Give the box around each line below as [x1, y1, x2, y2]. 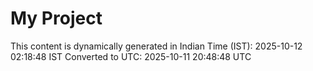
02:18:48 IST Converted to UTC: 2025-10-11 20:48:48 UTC [10, 50, 252, 62]
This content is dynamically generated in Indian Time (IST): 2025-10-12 [10, 40, 303, 52]
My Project [10, 7, 103, 30]
